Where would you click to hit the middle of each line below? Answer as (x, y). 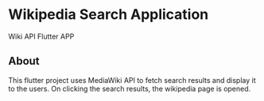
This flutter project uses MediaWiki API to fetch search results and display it (132, 80)
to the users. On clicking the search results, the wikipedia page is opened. (130, 88)
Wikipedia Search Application (109, 15)
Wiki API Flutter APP (41, 36)
